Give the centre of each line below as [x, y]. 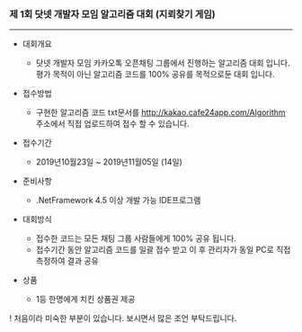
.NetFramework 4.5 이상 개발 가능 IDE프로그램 [118, 201]
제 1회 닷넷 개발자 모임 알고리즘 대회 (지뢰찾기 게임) [112, 13]
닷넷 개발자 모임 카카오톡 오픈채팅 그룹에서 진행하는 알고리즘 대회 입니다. [163, 63]
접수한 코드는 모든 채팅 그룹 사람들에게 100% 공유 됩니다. [136, 238]
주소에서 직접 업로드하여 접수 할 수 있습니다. [112, 124]
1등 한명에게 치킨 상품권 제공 [85, 300]
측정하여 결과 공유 [67, 261]
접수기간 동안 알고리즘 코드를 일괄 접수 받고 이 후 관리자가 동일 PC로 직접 [163, 250]
